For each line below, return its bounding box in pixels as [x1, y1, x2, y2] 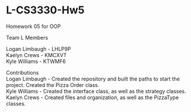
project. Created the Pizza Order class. [6, 81, 99, 88]
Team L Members [6, 34, 48, 41]
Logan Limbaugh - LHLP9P [6, 45, 71, 52]
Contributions [6, 69, 39, 76]
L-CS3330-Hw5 [6, 3, 85, 17]
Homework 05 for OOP [6, 23, 61, 30]
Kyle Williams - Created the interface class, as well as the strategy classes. [6, 87, 186, 94]
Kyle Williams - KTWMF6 [6, 58, 66, 65]
